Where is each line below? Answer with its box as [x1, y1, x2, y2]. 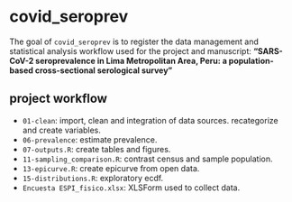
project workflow [9, 91, 108, 106]
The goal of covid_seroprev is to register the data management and [9, 36, 260, 47]
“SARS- [253, 45, 284, 56]
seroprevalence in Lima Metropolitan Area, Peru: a [35, 55, 228, 66]
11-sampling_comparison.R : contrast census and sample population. [22, 153, 273, 164]
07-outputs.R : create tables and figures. [22, 143, 171, 154]
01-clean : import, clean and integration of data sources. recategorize [22, 115, 278, 125]
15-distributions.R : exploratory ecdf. [22, 172, 164, 183]
